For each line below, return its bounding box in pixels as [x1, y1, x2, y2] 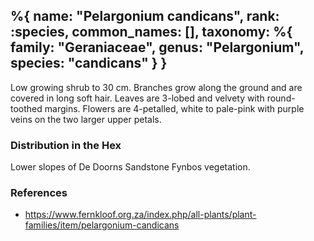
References [10, 186, 68, 200]
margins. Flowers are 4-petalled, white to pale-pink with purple [44, 102, 305, 114]
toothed [10, 102, 43, 114]
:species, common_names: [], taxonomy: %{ [10, 24, 293, 41]
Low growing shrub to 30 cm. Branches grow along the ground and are [10, 81, 303, 93]
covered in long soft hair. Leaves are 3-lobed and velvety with [10, 92, 265, 104]
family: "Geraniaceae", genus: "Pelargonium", [10, 39, 305, 56]
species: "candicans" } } [10, 55, 168, 72]
